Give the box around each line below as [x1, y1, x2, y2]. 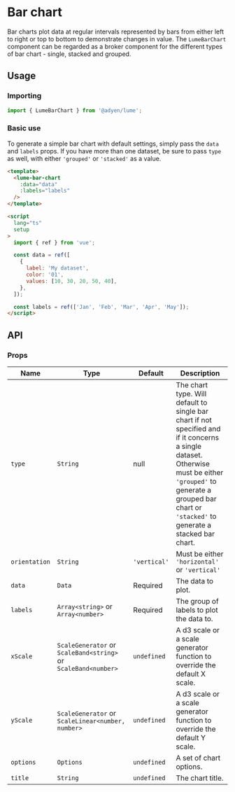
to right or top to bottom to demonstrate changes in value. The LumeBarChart [7, 34, 227, 43]
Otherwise [176, 459, 210, 468]
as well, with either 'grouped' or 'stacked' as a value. [7, 154, 162, 162]
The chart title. [176, 773, 224, 783]
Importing [7, 91, 42, 101]
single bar [176, 406, 208, 416]
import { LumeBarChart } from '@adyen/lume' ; [7, 106, 142, 114]
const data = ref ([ [13, 251, 71, 259]
